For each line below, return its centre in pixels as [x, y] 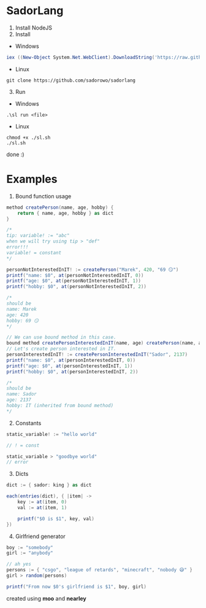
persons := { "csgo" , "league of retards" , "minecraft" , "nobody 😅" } [100, 570]
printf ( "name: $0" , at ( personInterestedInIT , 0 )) [71, 360]
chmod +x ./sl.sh [29, 138]
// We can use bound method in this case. [61, 337]
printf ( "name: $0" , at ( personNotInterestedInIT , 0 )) [75, 275]
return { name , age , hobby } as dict [66, 213]
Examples [32, 179]
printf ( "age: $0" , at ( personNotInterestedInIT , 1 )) [74, 281]
